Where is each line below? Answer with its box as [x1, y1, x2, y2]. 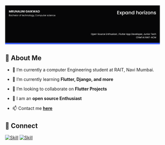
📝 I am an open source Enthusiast [12, 96, 82, 102]
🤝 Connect [5, 121, 38, 130]
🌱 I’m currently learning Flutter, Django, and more [12, 76, 114, 82]
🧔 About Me [5, 54, 42, 62]
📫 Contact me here [12, 106, 53, 111]
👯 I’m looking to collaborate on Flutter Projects [12, 86, 107, 92]
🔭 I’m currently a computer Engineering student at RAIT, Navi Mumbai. [12, 67, 154, 73]
